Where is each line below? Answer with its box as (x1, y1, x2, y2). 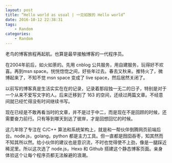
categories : (5, 31, 31, 36)
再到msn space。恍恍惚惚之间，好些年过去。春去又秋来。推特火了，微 (14, 68, 163, 74)
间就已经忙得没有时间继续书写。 (5, 98, 73, 104)
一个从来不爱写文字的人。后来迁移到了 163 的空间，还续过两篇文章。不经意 (5, 92, 163, 98)
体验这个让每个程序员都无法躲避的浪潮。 (5, 152, 91, 158)
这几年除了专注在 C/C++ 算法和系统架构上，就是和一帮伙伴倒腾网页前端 (5, 126, 157, 132)
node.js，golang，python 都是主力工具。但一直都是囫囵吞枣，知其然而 (14, 133, 164, 139)
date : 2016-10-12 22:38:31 (5, 17, 63, 22)
